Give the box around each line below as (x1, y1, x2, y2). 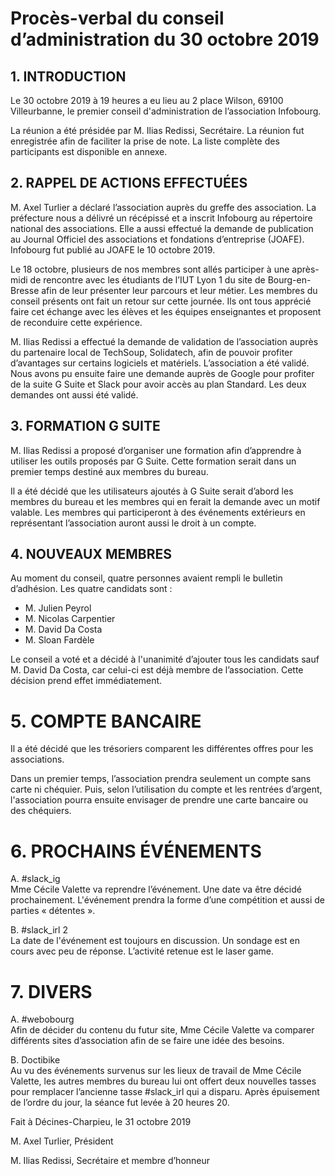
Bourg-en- (267, 273, 312, 286)
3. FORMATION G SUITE (10, 418, 161, 435)
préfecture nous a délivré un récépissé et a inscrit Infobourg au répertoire (10, 212, 313, 224)
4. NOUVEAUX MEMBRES (10, 546, 173, 563)
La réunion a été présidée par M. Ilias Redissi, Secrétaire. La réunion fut (10, 125, 305, 136)
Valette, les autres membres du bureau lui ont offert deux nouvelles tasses (10, 1075, 317, 1087)
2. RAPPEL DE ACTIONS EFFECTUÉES (10, 175, 248, 192)
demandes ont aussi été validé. (10, 388, 139, 401)
